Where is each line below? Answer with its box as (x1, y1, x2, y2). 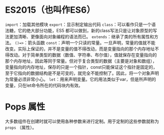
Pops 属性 (5, 101, 45, 113)
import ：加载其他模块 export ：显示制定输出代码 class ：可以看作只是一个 (5, 21, 152, 27)
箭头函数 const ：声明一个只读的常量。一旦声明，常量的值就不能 (27, 39, 156, 45)
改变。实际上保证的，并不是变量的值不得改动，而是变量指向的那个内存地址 (5, 46, 155, 52)
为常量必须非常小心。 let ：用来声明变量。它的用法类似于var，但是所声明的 (5, 76, 156, 82)
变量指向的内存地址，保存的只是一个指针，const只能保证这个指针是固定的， (5, 64, 158, 70)
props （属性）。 (5, 124, 37, 130)
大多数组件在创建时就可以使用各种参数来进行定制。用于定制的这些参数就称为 (5, 118, 159, 124)
